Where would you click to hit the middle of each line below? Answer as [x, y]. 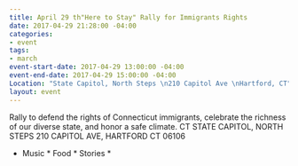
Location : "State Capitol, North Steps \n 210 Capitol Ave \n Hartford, [142, 83]
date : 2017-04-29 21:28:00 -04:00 [73, 26]
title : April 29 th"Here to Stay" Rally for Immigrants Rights [129, 17]
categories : [31, 34]
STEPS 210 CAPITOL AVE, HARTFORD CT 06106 [98, 136]
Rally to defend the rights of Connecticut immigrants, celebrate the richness [148, 117]
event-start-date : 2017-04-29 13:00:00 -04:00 [97, 67]
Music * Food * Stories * [67, 153]
